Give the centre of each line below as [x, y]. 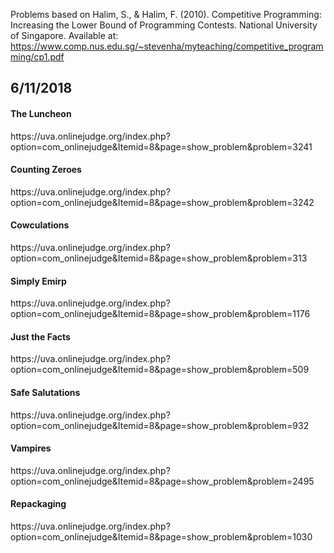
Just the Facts [40, 336]
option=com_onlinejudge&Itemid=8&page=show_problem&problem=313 [159, 258]
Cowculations [40, 225]
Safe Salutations [45, 392]
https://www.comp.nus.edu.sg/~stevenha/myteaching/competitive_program [167, 46]
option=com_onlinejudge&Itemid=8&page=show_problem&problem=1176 [160, 314]
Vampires [31, 448]
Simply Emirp [38, 281]
